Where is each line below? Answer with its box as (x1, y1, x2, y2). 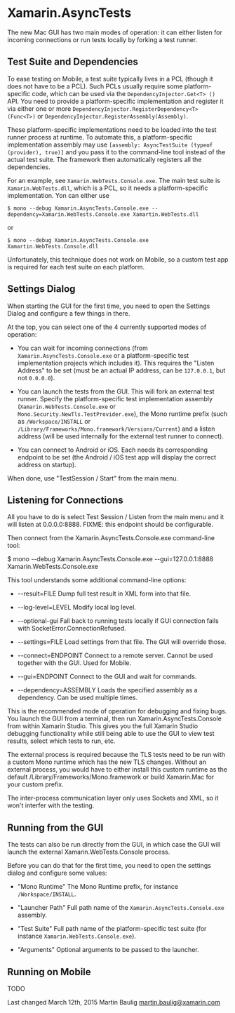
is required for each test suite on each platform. (7, 262, 145, 271)
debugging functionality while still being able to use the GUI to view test (7, 730, 215, 738)
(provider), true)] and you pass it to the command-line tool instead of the (7, 147, 226, 156)
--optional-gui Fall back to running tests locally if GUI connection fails (17, 617, 219, 625)
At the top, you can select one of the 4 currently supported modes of (7, 323, 207, 331)
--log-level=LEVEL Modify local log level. (17, 603, 137, 612)
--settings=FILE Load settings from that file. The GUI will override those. (17, 638, 227, 646)
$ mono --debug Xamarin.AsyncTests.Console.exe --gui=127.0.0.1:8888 (7, 555, 214, 563)
